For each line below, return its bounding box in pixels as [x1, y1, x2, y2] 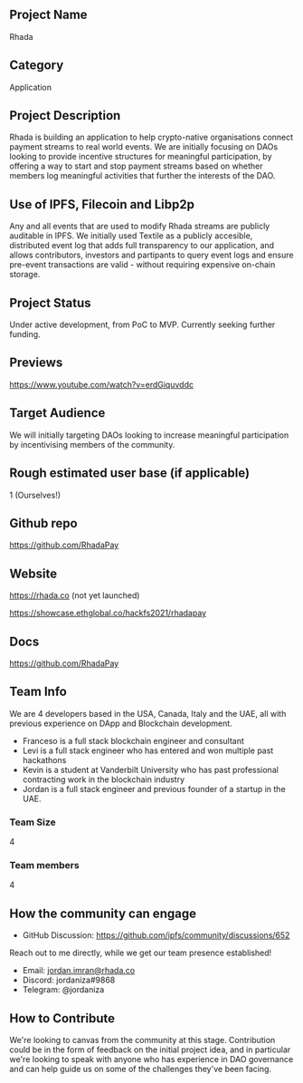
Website [9, 566, 57, 581]
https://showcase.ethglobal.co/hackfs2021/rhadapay [9, 607, 206, 619]
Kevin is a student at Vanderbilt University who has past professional [22, 764, 279, 775]
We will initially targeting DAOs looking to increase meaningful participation [9, 430, 289, 440]
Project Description [9, 108, 121, 123]
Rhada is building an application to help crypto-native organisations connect [9, 131, 294, 143]
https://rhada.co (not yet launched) [9, 590, 140, 601]
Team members [9, 858, 80, 871]
